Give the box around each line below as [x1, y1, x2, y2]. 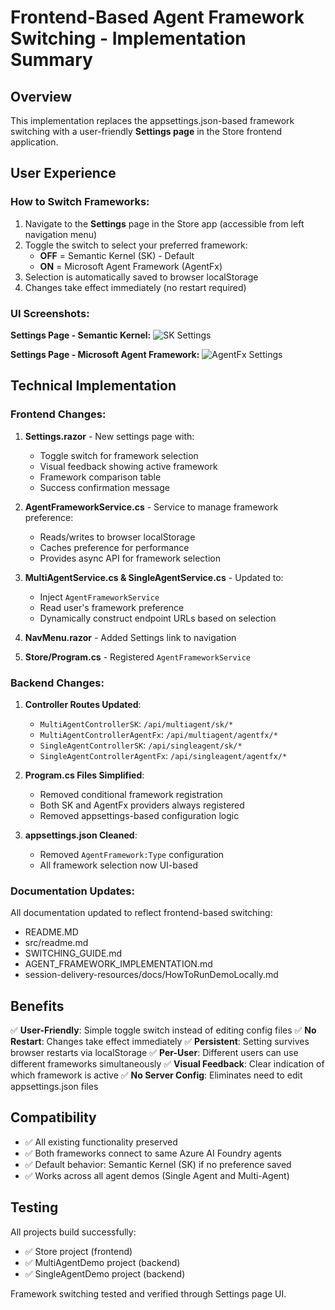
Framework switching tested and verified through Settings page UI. [10, 1287, 287, 1300]
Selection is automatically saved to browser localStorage [24, 271, 259, 283]
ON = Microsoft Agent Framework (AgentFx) [39, 260, 223, 272]
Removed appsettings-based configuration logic [39, 809, 240, 821]
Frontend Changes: [10, 407, 107, 421]
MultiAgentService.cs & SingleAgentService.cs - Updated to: [24, 571, 284, 583]
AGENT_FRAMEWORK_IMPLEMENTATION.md [24, 958, 213, 970]
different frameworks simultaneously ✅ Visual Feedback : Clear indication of [10, 1058, 325, 1070]
